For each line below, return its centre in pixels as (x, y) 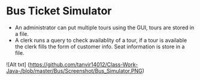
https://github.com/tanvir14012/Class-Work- (84, 64)
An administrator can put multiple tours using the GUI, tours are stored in (104, 27)
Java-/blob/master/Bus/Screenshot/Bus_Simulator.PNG (74, 70)
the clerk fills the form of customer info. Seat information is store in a (100, 47)
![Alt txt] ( (18, 64)
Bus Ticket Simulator (59, 11)
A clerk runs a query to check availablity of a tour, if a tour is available (101, 40)
